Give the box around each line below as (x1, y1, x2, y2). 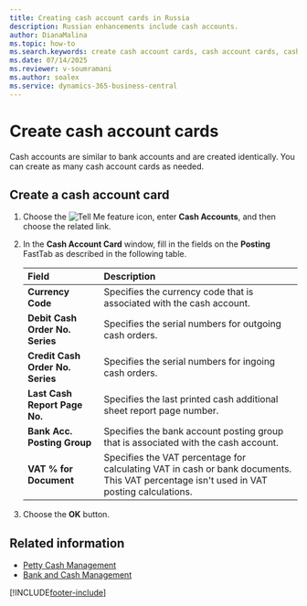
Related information (9, 536, 125, 551)
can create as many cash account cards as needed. (9, 161, 205, 172)
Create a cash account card (9, 186, 170, 202)
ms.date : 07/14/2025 (9, 56, 89, 65)
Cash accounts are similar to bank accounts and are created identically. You (9, 151, 295, 162)
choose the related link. (22, 221, 111, 232)
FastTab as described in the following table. (22, 249, 187, 260)
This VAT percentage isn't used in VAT (103, 474, 268, 487)
